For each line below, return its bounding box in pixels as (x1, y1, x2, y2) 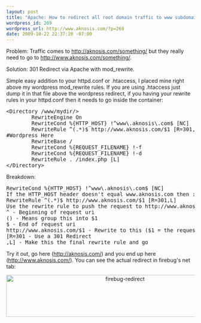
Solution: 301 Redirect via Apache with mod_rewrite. (6, 65, 135, 73)
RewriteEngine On (31, 114, 83, 121)
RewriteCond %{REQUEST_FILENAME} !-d (31, 150, 142, 157)
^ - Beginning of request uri (6, 209, 95, 216)
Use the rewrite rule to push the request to (6, 203, 142, 210)
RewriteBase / (31, 138, 73, 145)
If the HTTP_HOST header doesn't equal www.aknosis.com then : (6, 191, 196, 198)
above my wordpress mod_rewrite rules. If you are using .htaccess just (6, 83, 181, 91)
